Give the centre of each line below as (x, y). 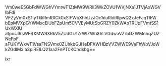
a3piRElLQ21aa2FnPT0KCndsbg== (60, 49)
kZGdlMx (14, 49)
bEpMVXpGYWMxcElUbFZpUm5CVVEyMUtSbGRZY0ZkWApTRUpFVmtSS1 (82, 23)
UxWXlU (14, 28)
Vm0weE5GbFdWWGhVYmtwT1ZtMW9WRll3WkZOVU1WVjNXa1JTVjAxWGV (83, 7)
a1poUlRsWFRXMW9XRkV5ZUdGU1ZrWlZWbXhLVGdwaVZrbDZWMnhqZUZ (83, 33)
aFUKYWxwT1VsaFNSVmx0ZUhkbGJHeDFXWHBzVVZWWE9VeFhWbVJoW (83, 44)
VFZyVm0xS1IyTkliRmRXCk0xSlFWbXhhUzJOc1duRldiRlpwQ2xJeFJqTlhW (81, 18)
